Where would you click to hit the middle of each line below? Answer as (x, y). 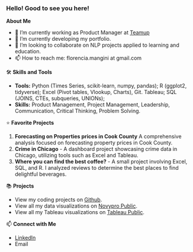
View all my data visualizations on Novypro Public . (76, 206)
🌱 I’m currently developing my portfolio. (63, 39)
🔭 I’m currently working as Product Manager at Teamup (82, 33)
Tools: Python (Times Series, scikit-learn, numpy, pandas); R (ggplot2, (101, 86)
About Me (19, 21)
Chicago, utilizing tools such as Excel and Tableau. (76, 156)
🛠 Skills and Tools (29, 72)
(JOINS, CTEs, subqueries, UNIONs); (60, 98)
